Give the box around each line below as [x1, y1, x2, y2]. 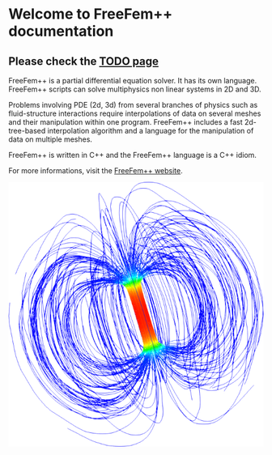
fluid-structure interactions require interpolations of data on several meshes [8, 108, 261, 118]
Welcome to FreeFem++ [8, 5, 173, 23]
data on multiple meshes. [8, 134, 93, 144]
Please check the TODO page [8, 54, 159, 68]
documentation [8, 22, 114, 40]
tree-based [8, 126, 46, 135]
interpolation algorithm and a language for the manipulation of [47, 126, 254, 135]
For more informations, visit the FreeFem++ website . [8, 166, 184, 175]
